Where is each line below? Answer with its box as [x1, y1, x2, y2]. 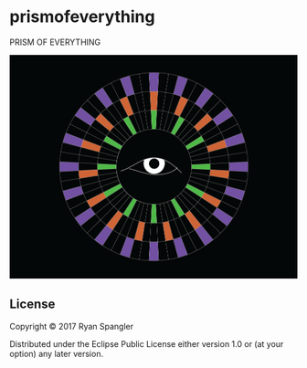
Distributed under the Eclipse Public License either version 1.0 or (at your [9, 338, 284, 349]
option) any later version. [9, 348, 103, 359]
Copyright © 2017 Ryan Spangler [9, 321, 134, 331]
